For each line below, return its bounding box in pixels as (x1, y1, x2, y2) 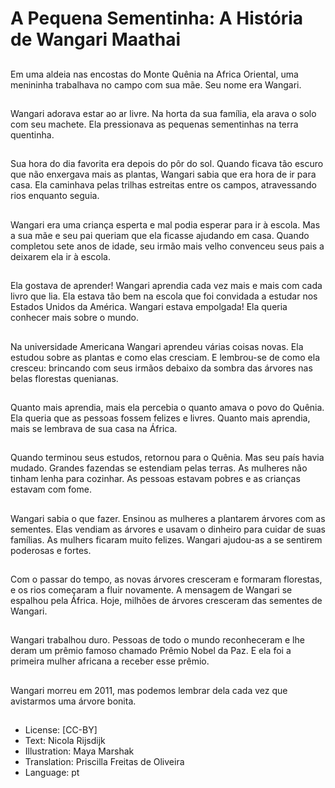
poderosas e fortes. (10, 544, 92, 556)
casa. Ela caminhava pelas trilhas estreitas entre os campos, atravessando (10, 179, 317, 191)
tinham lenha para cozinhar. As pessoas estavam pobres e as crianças (10, 473, 301, 485)
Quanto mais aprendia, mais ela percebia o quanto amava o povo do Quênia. (10, 401, 325, 413)
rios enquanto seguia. (10, 190, 100, 202)
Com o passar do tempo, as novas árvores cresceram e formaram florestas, (10, 573, 323, 586)
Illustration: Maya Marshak (24, 745, 135, 757)
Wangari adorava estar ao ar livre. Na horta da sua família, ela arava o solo (10, 107, 317, 119)
